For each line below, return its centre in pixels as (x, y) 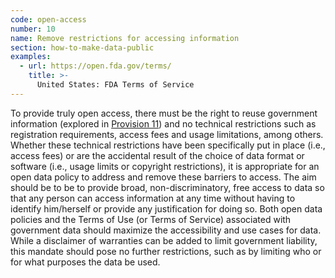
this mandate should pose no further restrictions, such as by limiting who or (166, 251)
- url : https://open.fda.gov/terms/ (95, 66)
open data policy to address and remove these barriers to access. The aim (163, 177)
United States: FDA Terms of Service (115, 85)
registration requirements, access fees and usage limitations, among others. (167, 134)
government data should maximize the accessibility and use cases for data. (166, 230)
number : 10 (33, 29)
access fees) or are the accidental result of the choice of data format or (157, 155)
